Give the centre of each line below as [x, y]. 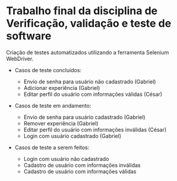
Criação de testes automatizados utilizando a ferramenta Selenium [88, 52]
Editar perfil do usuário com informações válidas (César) [93, 94]
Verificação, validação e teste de [89, 23]
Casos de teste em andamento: [53, 105]
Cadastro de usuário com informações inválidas [82, 165]
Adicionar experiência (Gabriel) [62, 88]
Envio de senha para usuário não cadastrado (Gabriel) [90, 82]
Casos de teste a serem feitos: [52, 147]
